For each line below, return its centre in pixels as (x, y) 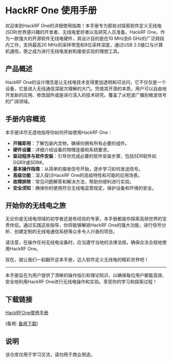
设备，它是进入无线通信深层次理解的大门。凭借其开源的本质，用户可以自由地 (86, 88)
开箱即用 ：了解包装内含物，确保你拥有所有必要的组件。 (71, 143)
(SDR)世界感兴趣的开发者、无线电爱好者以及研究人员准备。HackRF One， (83, 32)
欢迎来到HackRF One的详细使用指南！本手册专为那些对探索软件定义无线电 (84, 26)
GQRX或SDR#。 (30, 162)
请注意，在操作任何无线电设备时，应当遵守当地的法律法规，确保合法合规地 (84, 242)
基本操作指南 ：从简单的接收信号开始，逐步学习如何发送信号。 (78, 169)
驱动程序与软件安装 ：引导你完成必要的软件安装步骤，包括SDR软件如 (84, 156)
